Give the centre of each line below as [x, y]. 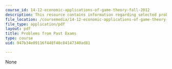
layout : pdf [18, 29]
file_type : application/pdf [35, 24]
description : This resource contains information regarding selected [81, 15]
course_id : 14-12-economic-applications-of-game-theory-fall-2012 [78, 10]
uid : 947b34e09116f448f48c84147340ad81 [48, 43]
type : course [19, 39]
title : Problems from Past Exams [41, 33]
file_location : [21, 19]
